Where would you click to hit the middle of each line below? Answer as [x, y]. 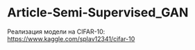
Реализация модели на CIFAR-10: [56, 32]
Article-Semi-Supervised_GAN [98, 13]
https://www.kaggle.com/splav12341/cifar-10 [71, 38]
